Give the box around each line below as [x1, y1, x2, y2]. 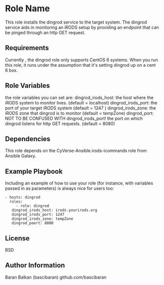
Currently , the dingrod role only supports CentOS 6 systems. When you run [5, 57, 158, 63]
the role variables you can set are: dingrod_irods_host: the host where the [5, 94, 154, 101]
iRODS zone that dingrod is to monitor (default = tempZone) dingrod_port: [5, 110, 154, 116]
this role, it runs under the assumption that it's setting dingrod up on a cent [5, 62, 156, 68]
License [5, 234, 30, 242]
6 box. [5, 67, 18, 73]
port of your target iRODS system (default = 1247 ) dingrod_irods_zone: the [5, 105, 156, 111]
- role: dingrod [16, 204, 49, 208]
